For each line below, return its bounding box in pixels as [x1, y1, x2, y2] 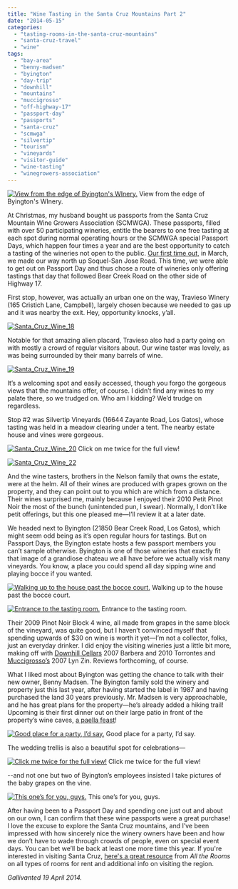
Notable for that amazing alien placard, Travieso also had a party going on [7, 336, 225, 344]
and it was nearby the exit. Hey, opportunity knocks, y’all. [7, 308, 176, 316]
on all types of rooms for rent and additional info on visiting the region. [7, 859, 214, 868]
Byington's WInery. [7, 197, 63, 206]
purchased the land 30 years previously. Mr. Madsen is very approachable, [7, 693, 227, 701]
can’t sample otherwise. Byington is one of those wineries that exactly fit [7, 546, 221, 555]
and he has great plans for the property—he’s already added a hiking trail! [7, 700, 224, 709]
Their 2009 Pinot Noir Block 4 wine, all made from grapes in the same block [7, 618, 230, 627]
